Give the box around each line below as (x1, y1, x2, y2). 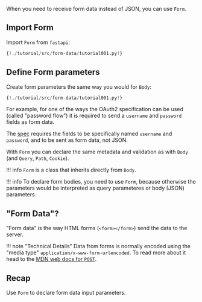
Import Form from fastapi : (6, 39, 71, 46)
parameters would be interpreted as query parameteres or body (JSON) (6, 184, 185, 192)
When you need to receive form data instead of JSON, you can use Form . (6, 5, 187, 12)
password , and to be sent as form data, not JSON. (6, 137, 128, 144)
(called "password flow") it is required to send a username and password (6, 112, 182, 120)
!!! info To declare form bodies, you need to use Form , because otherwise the (6, 178, 196, 185)
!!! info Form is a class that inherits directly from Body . (6, 166, 137, 174)
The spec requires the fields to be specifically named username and (6, 130, 172, 138)
